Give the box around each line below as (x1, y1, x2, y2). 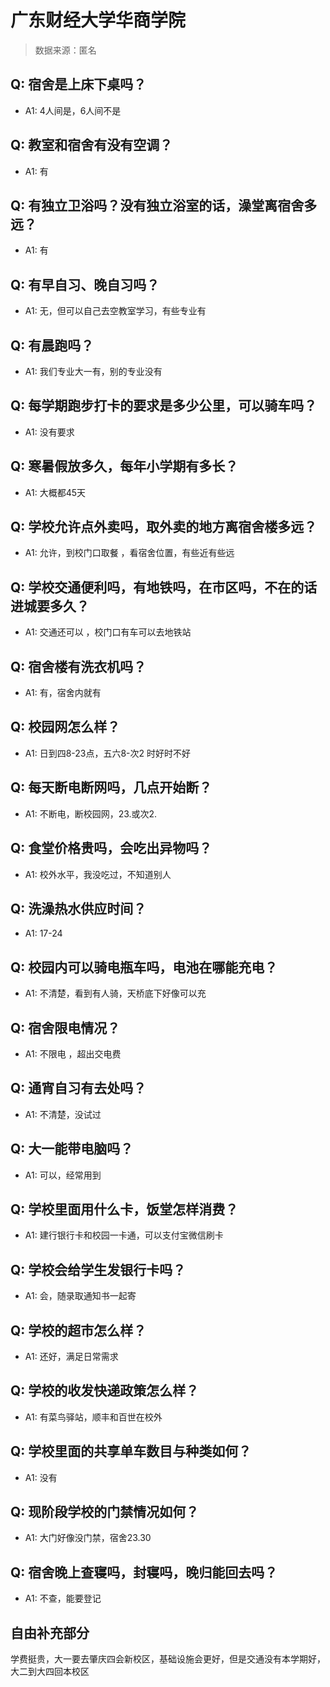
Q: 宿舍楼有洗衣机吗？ (10, 658, 147, 675)
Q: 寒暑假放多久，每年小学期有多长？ (10, 458, 239, 475)
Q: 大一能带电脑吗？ (10, 1141, 134, 1158)
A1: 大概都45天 (24, 486, 86, 498)
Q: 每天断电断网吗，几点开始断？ (10, 779, 213, 796)
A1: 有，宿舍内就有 (24, 687, 102, 699)
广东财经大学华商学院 (10, 9, 187, 32)
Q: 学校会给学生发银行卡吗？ (10, 1261, 187, 1278)
